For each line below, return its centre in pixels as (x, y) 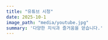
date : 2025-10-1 (26, 17)
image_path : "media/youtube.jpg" (47, 22)
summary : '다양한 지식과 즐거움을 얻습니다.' (55, 28)
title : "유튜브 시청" (30, 11)
